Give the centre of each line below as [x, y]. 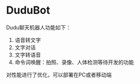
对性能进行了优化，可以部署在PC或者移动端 [59, 75]
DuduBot [28, 10]
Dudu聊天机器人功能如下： [39, 27]
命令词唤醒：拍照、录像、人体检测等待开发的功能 [74, 62]
